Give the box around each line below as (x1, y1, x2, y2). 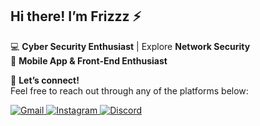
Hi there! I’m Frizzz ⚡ (10, 8, 142, 25)
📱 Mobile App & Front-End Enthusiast (10, 54, 168, 67)
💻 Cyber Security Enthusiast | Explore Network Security (10, 40, 251, 52)
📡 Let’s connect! (10, 74, 80, 86)
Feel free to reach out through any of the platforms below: (10, 84, 249, 97)
